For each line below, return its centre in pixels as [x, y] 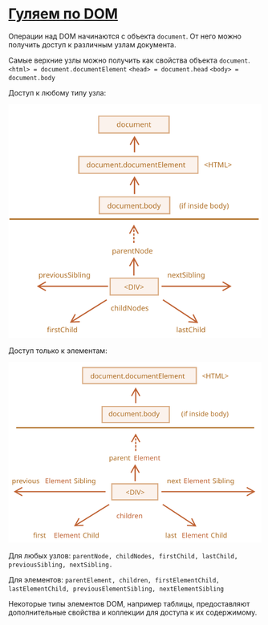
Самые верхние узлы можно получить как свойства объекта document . [129, 60]
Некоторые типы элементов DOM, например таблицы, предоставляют [129, 604]
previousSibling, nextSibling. [61, 565]
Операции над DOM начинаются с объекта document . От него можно [125, 36]
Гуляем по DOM [63, 14]
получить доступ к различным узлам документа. [92, 44]
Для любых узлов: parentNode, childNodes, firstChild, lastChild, [123, 556]
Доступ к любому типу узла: [57, 92]
